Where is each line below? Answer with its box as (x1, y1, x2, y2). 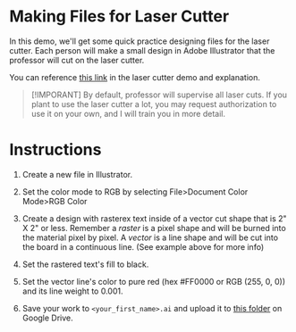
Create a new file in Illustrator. (21, 169, 132, 179)
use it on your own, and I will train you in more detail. (30, 108, 226, 119)
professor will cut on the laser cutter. (9, 54, 145, 65)
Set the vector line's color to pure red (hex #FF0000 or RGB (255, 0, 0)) (21, 276, 286, 286)
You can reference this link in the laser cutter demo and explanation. (9, 71, 261, 82)
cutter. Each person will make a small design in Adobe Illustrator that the (9, 45, 275, 55)
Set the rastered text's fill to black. (21, 259, 149, 270)
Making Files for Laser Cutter (9, 6, 230, 27)
